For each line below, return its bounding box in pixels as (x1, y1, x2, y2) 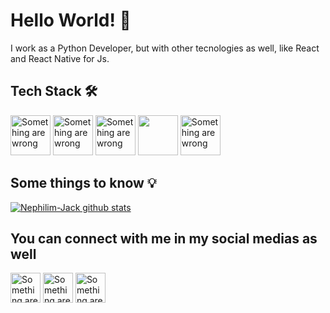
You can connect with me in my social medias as (10, 230, 318, 247)
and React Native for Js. (10, 52, 110, 64)
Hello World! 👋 (10, 9, 132, 32)
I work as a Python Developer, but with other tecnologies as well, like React (10, 42, 320, 54)
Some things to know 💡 (10, 175, 157, 192)
